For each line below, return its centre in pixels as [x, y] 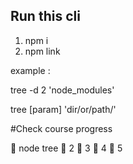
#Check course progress [61, 128]
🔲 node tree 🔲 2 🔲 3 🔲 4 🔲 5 [66, 148]
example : [30, 70]
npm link [42, 51]
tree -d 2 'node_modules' [62, 90]
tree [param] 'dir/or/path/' [63, 109]
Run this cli [45, 16]
